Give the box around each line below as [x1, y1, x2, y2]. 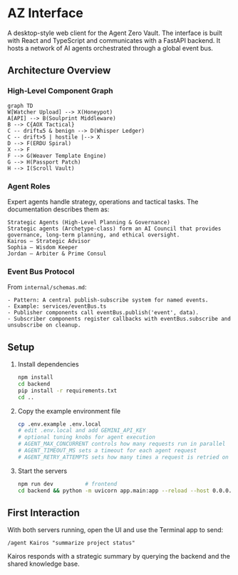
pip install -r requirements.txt [17, 387, 118, 394]
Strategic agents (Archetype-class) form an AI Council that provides [7, 225, 222, 232]
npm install [17, 374, 53, 381]
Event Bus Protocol [7, 266, 75, 276]
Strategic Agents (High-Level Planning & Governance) [7, 219, 171, 226]
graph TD [7, 102, 33, 109]
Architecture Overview [7, 64, 111, 76]
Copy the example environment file [17, 406, 121, 415]
